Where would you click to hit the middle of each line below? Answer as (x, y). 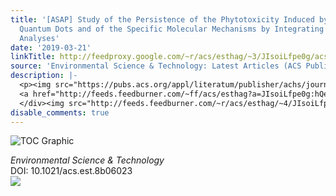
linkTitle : (33, 57)
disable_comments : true (60, 112)
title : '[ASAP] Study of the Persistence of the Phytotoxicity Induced (162, 19)
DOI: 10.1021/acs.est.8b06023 (71, 171)
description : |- (44, 76)
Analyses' (39, 38)
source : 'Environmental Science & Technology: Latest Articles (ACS (156, 66)
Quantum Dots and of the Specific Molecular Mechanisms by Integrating (172, 29)
